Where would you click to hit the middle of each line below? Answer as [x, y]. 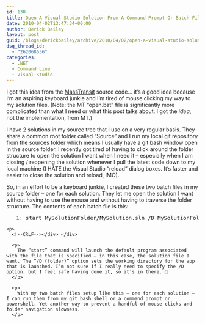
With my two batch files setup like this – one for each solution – [106, 293]
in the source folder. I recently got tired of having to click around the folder [100, 149]
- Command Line [31, 69]
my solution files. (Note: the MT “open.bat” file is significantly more [91, 105]
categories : [21, 57]
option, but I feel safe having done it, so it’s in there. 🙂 [87, 272]
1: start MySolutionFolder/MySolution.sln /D [85, 218]
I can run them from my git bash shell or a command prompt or [88, 299]
